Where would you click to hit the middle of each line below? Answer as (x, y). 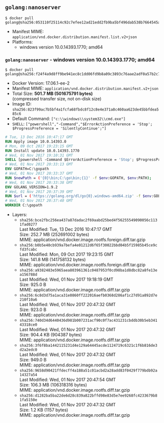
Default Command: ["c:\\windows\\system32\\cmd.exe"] (69, 119)
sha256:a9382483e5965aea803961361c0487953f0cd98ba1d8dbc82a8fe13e (88, 270)
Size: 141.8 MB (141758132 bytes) (53, 260)
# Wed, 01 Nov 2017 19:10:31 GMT (39, 155)
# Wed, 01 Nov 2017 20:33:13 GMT (39, 164)
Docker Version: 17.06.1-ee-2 (41, 83)
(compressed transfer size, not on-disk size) (57, 99)
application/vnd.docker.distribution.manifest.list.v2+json (74, 37)
